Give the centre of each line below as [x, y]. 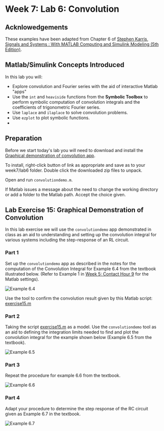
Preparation [24, 139]
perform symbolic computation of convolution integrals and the [76, 102]
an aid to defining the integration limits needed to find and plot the [72, 332]
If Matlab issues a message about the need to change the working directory [82, 189]
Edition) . [14, 49]
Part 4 [13, 398]
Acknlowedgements [37, 27]
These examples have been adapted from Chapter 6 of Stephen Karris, [77, 39]
